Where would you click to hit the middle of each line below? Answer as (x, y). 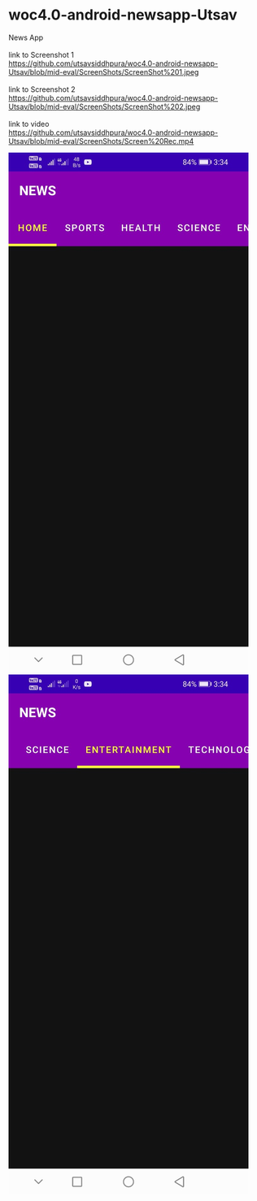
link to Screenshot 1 (41, 54)
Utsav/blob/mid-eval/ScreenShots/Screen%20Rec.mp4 (101, 141)
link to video (29, 124)
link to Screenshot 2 (42, 89)
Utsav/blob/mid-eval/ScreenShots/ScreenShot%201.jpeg (104, 72)
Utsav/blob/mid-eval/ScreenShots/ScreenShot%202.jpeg (105, 107)
